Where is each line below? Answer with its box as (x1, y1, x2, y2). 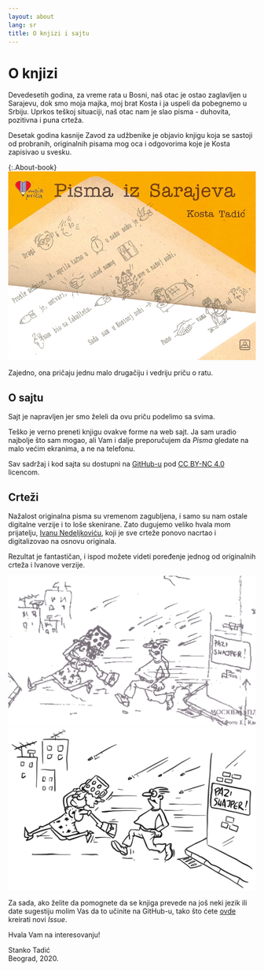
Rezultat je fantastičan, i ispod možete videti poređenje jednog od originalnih (8, 552, 256, 561)
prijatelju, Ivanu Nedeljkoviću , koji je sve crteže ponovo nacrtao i (8, 528, 217, 538)
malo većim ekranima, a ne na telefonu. (8, 444, 136, 453)
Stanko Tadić (8, 946, 51, 955)
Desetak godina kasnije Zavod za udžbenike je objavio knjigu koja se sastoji (8, 131, 253, 140)
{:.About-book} (8, 162, 57, 173)
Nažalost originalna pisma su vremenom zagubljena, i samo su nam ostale (8, 512, 247, 521)
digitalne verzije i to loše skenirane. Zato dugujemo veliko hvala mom (8, 520, 231, 530)
